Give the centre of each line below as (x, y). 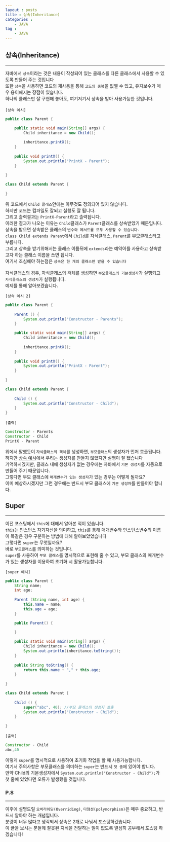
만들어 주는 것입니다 (34, 80)
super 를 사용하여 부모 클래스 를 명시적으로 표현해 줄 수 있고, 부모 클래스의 (76, 555)
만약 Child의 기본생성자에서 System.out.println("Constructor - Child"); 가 (83, 773)
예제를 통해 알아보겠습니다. (32, 285)
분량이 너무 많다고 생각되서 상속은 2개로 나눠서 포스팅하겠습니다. (69, 822)
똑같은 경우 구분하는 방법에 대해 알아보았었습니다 (58, 536)
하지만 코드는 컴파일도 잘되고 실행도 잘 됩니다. (51, 210)
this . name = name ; (43, 604)
